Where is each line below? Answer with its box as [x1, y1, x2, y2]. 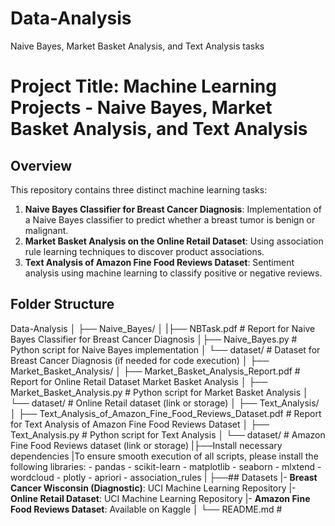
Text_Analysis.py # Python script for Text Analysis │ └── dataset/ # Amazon [10, 428, 326, 441]
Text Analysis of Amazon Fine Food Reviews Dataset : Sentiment [24, 256, 295, 268]
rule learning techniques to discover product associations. [24, 245, 265, 257]
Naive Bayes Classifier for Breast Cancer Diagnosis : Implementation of [24, 203, 322, 215]
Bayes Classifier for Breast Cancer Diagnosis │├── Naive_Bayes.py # [10, 333, 298, 345]
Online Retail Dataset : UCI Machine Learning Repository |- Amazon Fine [10, 492, 311, 504]
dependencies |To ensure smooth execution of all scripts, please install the [10, 450, 319, 462]
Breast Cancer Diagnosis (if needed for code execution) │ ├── [10, 354, 270, 366]
